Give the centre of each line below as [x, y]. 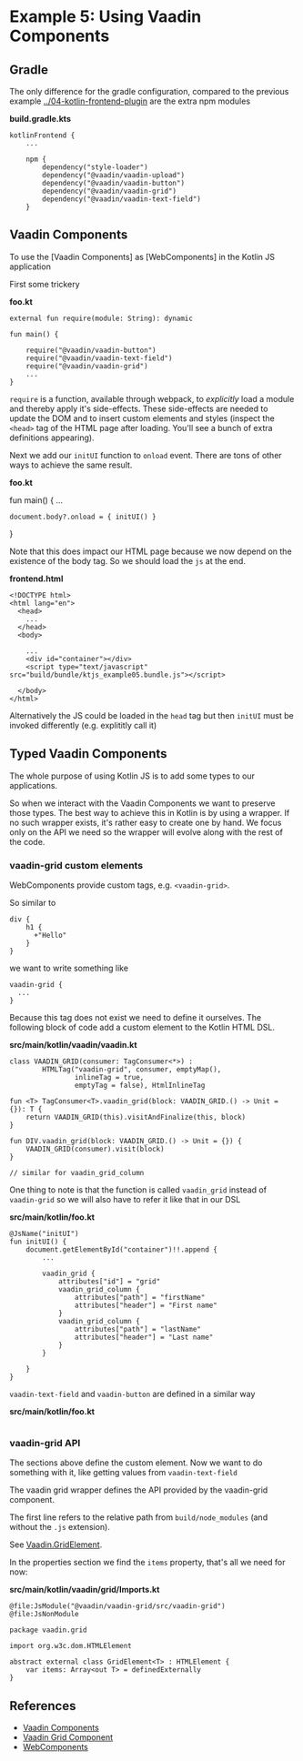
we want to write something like [69, 968]
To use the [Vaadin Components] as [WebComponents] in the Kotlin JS [142, 257]
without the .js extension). [60, 1527]
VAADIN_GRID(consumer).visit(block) [96, 1149]
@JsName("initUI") [44, 1233]
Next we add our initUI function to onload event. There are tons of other [146, 455]
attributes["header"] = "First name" [146, 1305]
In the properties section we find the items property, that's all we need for [147, 1563]
